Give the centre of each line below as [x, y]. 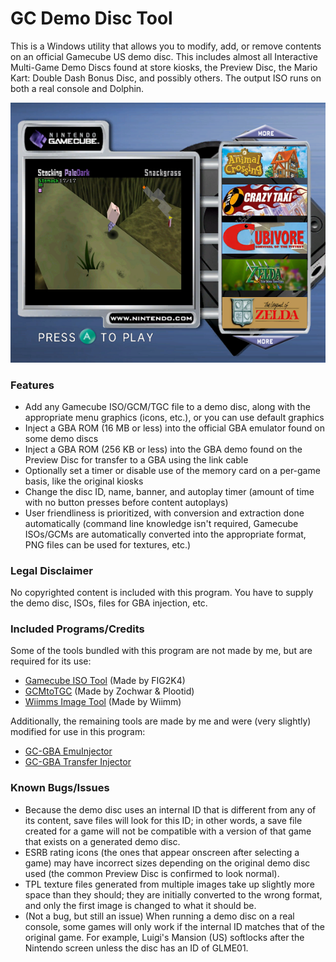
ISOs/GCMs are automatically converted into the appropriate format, [165, 534]
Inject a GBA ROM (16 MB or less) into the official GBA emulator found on [175, 428]
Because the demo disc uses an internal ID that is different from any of [170, 809]
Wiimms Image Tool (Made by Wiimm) [103, 702]
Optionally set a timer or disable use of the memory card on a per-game [172, 470]
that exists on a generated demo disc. [102, 841]
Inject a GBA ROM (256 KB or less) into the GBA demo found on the [163, 449]
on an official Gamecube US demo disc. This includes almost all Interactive [164, 56]
